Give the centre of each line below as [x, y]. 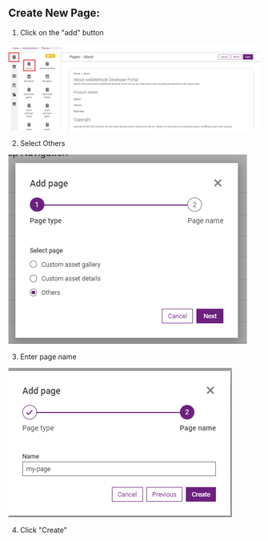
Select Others [42, 143]
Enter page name [48, 357]
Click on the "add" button [62, 32]
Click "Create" [44, 530]
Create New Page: [54, 13]
